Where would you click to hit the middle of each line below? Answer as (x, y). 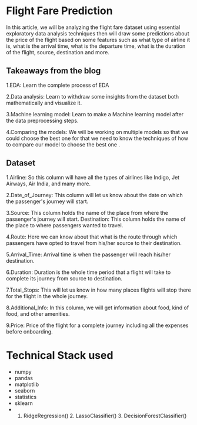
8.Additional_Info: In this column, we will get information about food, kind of (98, 308)
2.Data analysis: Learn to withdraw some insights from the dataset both (93, 96)
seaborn (25, 390)
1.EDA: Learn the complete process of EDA (58, 85)
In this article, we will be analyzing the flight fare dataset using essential (93, 27)
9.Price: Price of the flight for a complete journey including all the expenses (97, 325)
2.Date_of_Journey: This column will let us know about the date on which (95, 195)
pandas (24, 378)
